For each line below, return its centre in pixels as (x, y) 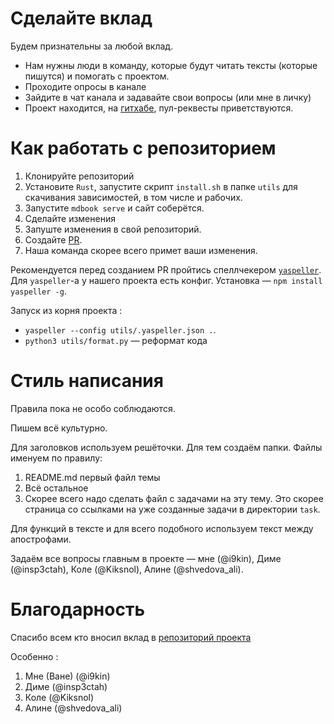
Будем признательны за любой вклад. (92, 46)
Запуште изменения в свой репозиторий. (113, 229)
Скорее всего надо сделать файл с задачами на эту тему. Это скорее (174, 498)
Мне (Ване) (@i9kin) (67, 676)
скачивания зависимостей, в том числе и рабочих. (133, 197)
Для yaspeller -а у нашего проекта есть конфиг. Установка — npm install (166, 280)
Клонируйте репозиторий (79, 176)
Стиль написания (87, 381)
